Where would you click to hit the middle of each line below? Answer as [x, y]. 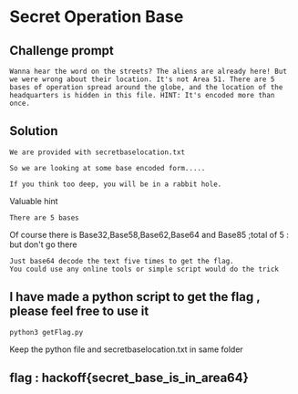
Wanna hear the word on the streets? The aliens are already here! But [148, 71]
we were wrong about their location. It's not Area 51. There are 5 [142, 79]
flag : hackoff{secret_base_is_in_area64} [129, 378]
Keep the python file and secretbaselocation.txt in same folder [126, 349]
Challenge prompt [62, 51]
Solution [34, 131]
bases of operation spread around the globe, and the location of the [146, 88]
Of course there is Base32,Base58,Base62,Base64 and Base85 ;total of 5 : [149, 234]
